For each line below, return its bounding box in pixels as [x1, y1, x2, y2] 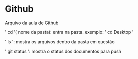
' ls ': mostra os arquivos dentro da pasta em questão [5, 38, 115, 45]
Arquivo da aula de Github [5, 20, 59, 26]
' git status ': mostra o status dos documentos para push [5, 48, 121, 54]
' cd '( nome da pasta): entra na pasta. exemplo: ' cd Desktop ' [5, 29, 134, 35]
